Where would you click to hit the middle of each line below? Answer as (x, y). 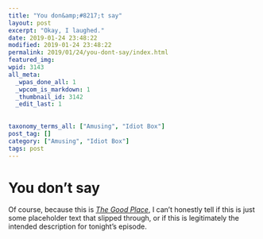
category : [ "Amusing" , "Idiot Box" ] (69, 141)
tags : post (26, 148)
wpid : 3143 (26, 67)
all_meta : (25, 75)
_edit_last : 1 (39, 104)
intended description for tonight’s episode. (77, 226)
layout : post (30, 23)
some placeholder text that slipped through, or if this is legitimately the (124, 218)
